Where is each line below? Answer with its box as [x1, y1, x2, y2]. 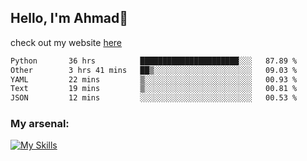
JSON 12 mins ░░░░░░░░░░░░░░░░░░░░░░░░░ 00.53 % [10, 93, 298, 103]
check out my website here [10, 36, 123, 48]
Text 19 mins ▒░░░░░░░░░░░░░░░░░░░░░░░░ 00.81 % [10, 84, 298, 94]
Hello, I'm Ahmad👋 [10, 10, 129, 27]
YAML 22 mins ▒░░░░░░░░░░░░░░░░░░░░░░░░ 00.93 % [10, 74, 298, 85]
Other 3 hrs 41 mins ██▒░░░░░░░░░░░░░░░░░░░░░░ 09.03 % [10, 65, 298, 75]
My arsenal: [10, 117, 70, 131]
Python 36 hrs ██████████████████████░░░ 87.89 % [10, 56, 298, 66]
